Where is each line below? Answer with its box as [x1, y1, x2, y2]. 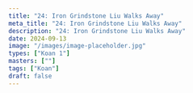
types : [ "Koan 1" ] [8, 49, 70, 57]
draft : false [8, 72, 52, 80]
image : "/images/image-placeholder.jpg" [8, 42, 147, 50]
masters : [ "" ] [8, 57, 57, 66]
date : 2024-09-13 [8, 34, 67, 43]
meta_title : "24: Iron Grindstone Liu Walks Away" [8, 19, 183, 27]
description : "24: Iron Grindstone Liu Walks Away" [8, 27, 186, 35]
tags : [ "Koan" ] [8, 65, 60, 73]
